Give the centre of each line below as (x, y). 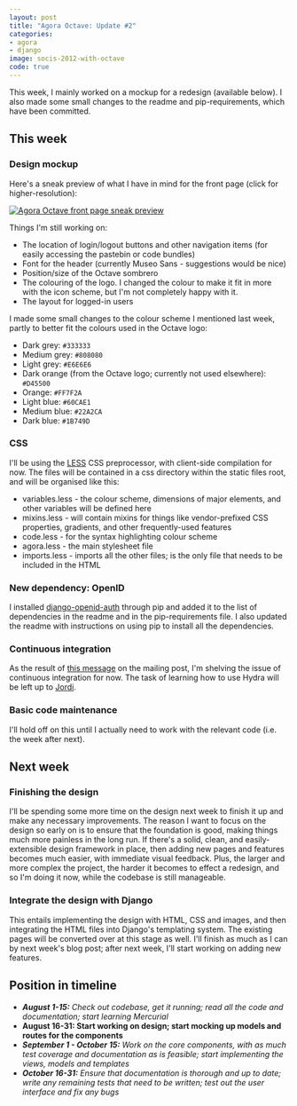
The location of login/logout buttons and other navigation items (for (145, 244)
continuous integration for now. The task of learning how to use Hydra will (144, 678)
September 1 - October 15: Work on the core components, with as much (154, 1045)
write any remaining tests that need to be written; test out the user (143, 1082)
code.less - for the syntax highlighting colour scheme (120, 536)
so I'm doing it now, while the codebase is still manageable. (117, 877)
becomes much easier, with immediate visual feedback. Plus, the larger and (147, 858)
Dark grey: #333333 (56, 345)
